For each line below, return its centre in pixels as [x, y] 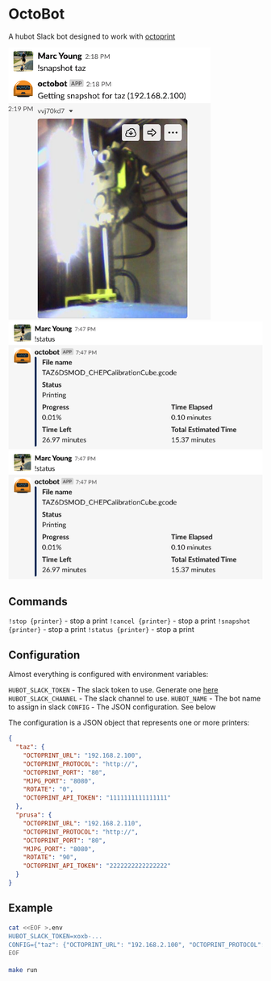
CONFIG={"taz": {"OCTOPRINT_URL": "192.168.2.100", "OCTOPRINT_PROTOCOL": [137, 945]
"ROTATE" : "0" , [48, 790]
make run [23, 971]
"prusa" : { [34, 815]
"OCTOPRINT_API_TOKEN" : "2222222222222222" [97, 866]
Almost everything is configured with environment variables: [108, 675]
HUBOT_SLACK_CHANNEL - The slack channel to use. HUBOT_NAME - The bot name [135, 699]
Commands [38, 601]
